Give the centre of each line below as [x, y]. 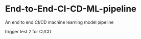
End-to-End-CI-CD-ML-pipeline [71, 9]
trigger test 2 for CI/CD [28, 31]
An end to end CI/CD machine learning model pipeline [59, 22]
